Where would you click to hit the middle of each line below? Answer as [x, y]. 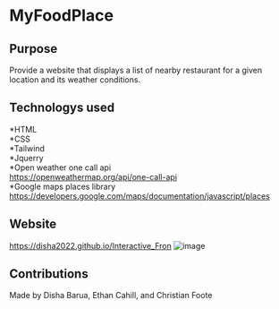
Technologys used [62, 108]
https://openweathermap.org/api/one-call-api [93, 176]
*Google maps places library [63, 186]
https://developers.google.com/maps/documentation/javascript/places [139, 196]
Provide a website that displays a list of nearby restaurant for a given [135, 70]
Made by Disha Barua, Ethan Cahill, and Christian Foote [111, 296]
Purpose [34, 49]
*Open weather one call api [60, 167]
